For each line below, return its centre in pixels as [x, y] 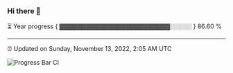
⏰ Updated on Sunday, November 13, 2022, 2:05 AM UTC [89, 49]
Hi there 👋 [24, 11]
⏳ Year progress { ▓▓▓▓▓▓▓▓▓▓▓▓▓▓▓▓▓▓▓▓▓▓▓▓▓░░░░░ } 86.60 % [114, 26]
